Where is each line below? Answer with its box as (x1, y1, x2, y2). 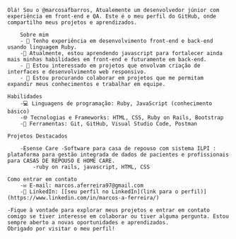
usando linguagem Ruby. (7, 44, 78, 51)
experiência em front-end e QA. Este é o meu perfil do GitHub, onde (7, 13, 217, 20)
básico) (7, 108, 30, 115)
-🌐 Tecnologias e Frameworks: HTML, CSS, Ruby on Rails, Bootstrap (20, 114, 224, 121)
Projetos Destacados (7, 133, 69, 140)
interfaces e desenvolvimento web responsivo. (7, 68, 147, 75)
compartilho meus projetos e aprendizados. (7, 19, 138, 26)
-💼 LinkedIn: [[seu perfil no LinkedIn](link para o (20, 188, 179, 195)
